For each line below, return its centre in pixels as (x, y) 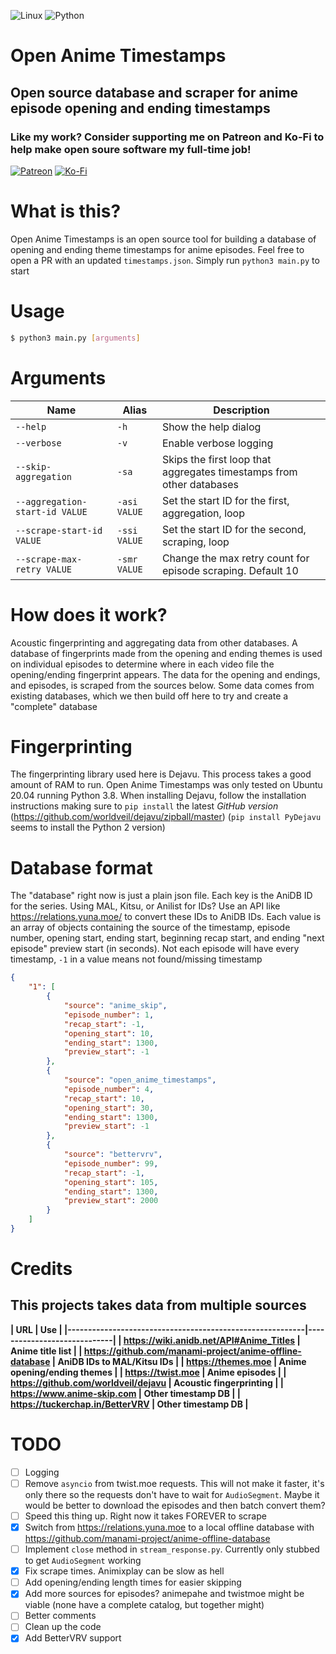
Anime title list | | (46, 1351)
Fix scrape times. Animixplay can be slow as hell (124, 1571)
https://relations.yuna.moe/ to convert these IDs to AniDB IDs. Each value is (166, 917)
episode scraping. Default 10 (230, 570)
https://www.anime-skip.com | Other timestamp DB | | (125, 1393)
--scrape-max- (49, 559)
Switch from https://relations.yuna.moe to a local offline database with (169, 1527)
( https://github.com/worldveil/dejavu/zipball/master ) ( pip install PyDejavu (166, 817)
